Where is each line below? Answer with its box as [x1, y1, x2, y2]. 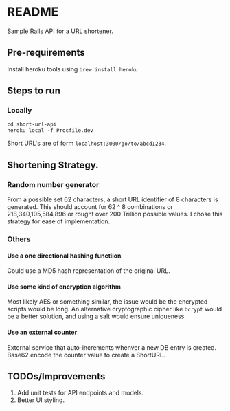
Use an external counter [7, 328, 78, 337]
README [7, 4, 59, 20]
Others [7, 234, 31, 244]
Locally [7, 106, 32, 115]
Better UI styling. [16, 396, 65, 404]
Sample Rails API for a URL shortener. [7, 27, 113, 35]
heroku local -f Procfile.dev [7, 127, 94, 134]
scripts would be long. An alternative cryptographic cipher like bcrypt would [7, 305, 222, 313]
